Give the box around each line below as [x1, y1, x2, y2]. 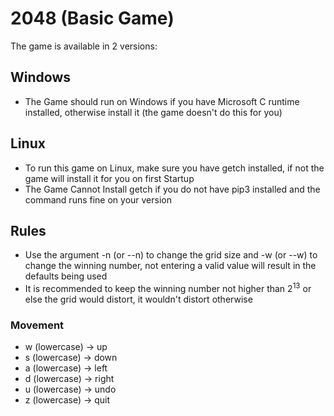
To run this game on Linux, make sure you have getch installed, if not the [24, 162, 325, 174]
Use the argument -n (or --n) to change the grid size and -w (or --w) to [24, 249, 318, 261]
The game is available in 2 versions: [10, 40, 158, 52]
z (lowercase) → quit [24, 394, 111, 406]
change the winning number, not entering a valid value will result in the [24, 260, 317, 272]
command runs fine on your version [24, 193, 173, 206]
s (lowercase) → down [24, 352, 118, 364]
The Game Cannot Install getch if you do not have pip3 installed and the [24, 183, 321, 195]
